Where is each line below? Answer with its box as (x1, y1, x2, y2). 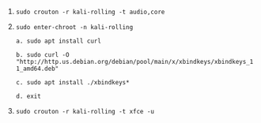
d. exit (15, 92, 41, 100)
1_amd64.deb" (15, 65, 59, 73)
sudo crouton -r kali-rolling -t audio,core (15, 8, 165, 16)
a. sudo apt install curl (15, 37, 101, 45)
